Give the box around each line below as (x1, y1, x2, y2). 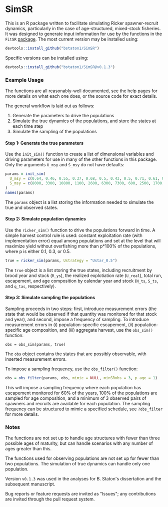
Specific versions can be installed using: (5, 55, 88, 61)
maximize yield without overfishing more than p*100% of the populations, (5, 243, 156, 249)
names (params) (5, 190, 35, 195)
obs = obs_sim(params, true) (5, 342, 66, 347)
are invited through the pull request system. (5, 496, 95, 502)
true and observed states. (5, 204, 58, 210)
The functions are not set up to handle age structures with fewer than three (5, 435, 160, 441)
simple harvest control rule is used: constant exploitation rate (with (5, 232, 142, 238)
